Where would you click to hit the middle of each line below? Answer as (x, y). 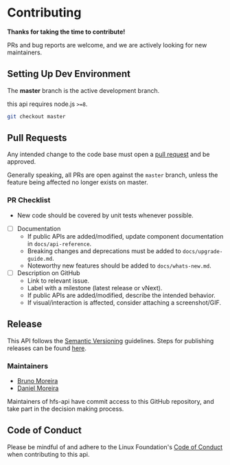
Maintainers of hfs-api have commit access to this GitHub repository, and (111, 401)
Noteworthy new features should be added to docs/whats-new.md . (119, 266)
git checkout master (37, 116)
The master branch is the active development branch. (83, 90)
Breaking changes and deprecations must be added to (104, 251)
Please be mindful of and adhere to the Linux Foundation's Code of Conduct (115, 447)
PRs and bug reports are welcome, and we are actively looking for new (107, 45)
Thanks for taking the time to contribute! (66, 32)
